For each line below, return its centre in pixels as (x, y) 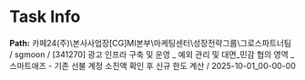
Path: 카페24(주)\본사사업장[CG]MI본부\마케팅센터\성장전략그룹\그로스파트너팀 (151, 43)
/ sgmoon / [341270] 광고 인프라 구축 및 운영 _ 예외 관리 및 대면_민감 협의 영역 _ (152, 54)
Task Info (45, 17)
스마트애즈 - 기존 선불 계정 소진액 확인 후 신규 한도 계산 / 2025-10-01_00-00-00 (152, 65)
